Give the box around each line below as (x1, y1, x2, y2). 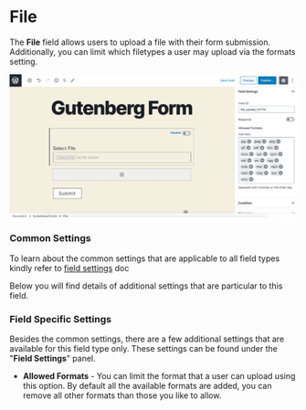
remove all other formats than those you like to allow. (22, 390, 222, 401)
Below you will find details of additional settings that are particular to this (9, 280, 283, 291)
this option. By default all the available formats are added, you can (22, 381, 272, 392)
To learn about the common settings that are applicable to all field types (9, 253, 280, 264)
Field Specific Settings (9, 312, 112, 325)
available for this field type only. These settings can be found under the (9, 343, 279, 354)
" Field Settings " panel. (9, 353, 96, 364)
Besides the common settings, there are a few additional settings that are (9, 333, 285, 344)
